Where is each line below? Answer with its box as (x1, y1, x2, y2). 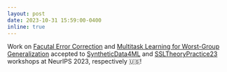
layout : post (7, 10, 46, 17)
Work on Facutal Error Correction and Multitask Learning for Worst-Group (7, 43, 220, 51)
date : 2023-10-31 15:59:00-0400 (7, 17, 102, 24)
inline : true (7, 23, 46, 30)
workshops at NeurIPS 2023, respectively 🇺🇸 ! (7, 57, 142, 66)
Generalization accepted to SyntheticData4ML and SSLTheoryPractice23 (7, 50, 218, 58)
